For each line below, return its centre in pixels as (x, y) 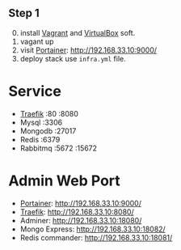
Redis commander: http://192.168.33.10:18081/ (96, 237)
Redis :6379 (40, 139)
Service (35, 91)
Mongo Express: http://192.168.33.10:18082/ (93, 229)
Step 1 (24, 13)
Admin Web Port (65, 180)
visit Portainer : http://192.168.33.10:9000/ (88, 50)
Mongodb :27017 (48, 131)
